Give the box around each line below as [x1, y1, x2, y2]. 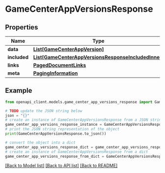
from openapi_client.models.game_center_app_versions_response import [5, 99, 153, 104]
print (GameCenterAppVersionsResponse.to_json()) [5, 131, 107, 136]
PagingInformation [33, 70, 78, 77]
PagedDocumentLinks [33, 62, 86, 68]
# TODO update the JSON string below [5, 108, 82, 114]
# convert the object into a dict [5, 140, 76, 145]
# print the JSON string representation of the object [5, 127, 120, 132]
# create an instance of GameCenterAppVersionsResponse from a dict [5, 149, 148, 154]
